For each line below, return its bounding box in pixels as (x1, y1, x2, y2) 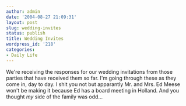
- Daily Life (6, 52, 38, 58)
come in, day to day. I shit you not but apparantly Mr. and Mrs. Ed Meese (6, 80, 181, 88)
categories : (6, 47, 35, 53)
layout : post (6, 19, 38, 25)
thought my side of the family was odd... (6, 93, 103, 100)
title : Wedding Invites (6, 36, 64, 42)
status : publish (6, 30, 45, 36)
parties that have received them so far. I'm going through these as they (6, 74, 177, 81)
